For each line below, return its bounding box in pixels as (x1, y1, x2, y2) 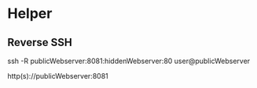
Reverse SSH (7, 36, 72, 49)
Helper (7, 5, 53, 23)
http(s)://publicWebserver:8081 (7, 72, 108, 80)
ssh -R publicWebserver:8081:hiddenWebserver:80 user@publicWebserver (7, 56, 251, 65)
